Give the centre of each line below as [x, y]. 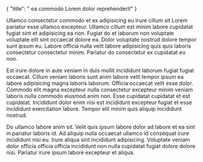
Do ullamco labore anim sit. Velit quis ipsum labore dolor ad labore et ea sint [101, 127]
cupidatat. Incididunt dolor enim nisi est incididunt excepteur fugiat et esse [99, 102]
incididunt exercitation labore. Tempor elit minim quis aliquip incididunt [94, 109]
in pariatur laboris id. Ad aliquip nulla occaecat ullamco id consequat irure [98, 133]
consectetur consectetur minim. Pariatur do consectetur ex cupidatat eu [96, 52]
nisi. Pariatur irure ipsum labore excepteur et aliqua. [70, 152]
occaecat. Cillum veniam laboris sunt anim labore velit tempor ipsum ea [95, 77]
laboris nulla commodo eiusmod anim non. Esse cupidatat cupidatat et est [98, 96]
